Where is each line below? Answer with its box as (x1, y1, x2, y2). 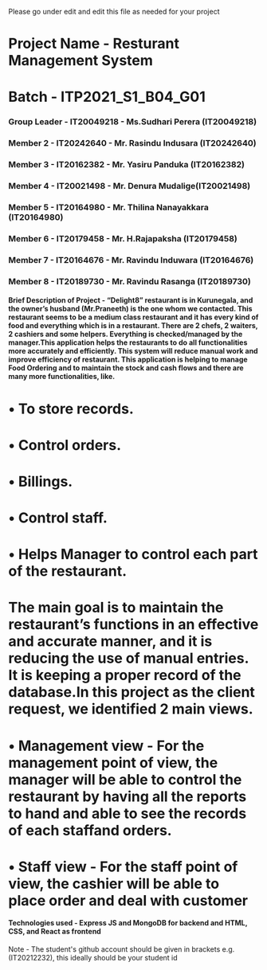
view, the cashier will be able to (8, 874, 220, 893)
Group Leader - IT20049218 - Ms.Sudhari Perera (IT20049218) (8, 116, 257, 127)
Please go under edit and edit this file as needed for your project (8, 7, 220, 16)
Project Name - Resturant (8, 35, 179, 53)
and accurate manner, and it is (8, 632, 213, 651)
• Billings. (8, 472, 73, 491)
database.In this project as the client (8, 683, 255, 702)
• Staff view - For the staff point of (8, 858, 238, 875)
